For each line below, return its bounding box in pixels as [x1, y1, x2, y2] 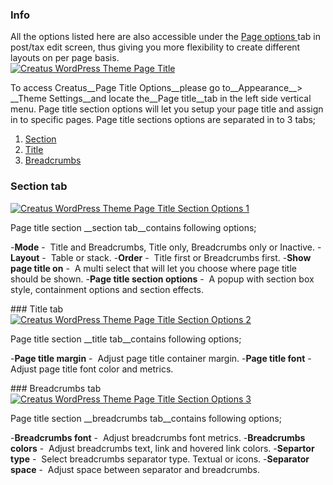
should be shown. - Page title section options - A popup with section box [10, 273, 315, 285]
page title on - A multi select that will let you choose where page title [10, 262, 297, 274]
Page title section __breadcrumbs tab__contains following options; [10, 412, 282, 424]
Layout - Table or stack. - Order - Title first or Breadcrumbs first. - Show [10, 251, 312, 263]
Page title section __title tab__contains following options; [10, 333, 242, 345]
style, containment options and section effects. [10, 283, 205, 295]
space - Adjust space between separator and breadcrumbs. [10, 463, 260, 475]
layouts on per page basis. [10, 52, 120, 64]
